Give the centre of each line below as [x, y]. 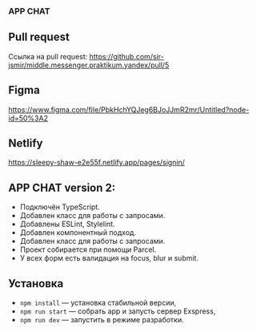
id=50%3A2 [28, 118]
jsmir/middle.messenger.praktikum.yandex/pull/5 [89, 65]
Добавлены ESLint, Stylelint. [67, 224]
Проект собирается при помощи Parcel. [88, 249]
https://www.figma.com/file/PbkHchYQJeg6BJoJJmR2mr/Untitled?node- [129, 109]
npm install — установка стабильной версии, [98, 302]
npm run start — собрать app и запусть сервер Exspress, [118, 311]
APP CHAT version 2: [62, 187]
